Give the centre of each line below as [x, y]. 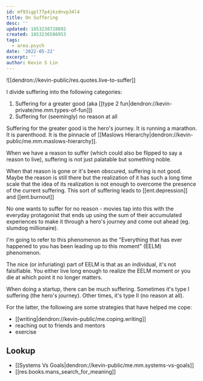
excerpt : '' [21, 57]
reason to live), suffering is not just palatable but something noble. [89, 159]
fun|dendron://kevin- [146, 103]
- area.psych [28, 46]
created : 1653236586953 [36, 35]
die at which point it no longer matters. [55, 277]
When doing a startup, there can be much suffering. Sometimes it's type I [98, 289]
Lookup [21, 350]
